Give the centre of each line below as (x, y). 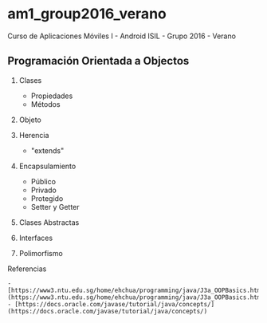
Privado (43, 190)
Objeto (30, 120)
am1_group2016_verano (87, 14)
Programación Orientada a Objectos (98, 61)
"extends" (47, 150)
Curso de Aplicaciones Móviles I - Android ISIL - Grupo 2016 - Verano (122, 36)
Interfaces (36, 238)
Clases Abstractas (49, 222)
